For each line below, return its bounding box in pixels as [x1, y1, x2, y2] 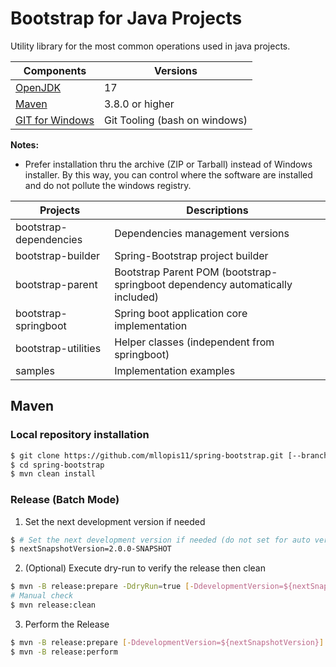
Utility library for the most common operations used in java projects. [10, 40, 291, 52]
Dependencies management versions [114, 226, 290, 240]
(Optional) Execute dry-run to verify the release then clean [24, 562, 266, 574]
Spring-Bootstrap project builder [114, 248, 269, 262]
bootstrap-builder [15, 248, 101, 262]
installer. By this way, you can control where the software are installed [24, 168, 313, 181]
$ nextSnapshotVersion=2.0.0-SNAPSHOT [10, 544, 172, 554]
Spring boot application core [114, 306, 248, 320]
